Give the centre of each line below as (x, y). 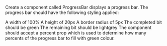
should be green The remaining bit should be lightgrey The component (78, 27)
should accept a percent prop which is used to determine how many (76, 33)
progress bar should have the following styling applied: (62, 12)
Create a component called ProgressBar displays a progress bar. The (77, 7)
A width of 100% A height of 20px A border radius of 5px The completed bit (83, 22)
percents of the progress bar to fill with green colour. (60, 38)
